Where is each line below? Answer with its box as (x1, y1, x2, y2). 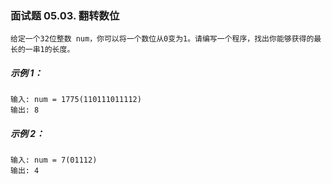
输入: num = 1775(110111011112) (10, 95, 142, 105)
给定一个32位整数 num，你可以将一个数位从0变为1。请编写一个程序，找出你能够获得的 (10, 34, 315, 44)
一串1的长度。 (24, 45, 75, 55)
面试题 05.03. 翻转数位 (10, 8, 120, 22)
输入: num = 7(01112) (10, 155, 98, 166)
